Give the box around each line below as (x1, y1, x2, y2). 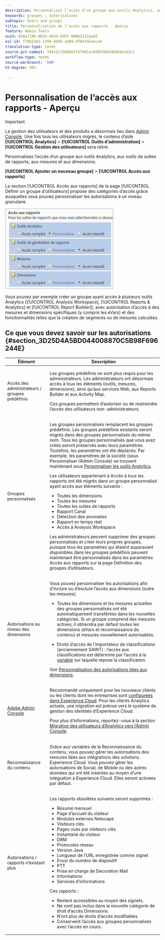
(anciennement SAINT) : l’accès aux (56, 647, 129, 653)
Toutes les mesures (56, 498, 97, 504)
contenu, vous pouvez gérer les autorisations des (50, 749, 149, 755)
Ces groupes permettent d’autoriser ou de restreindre (50, 401, 158, 407)
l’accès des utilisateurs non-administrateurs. (50, 406, 140, 412)
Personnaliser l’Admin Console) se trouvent (50, 458, 137, 464)
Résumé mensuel (56, 805, 92, 811)
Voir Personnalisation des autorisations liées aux (50, 667, 147, 673)
